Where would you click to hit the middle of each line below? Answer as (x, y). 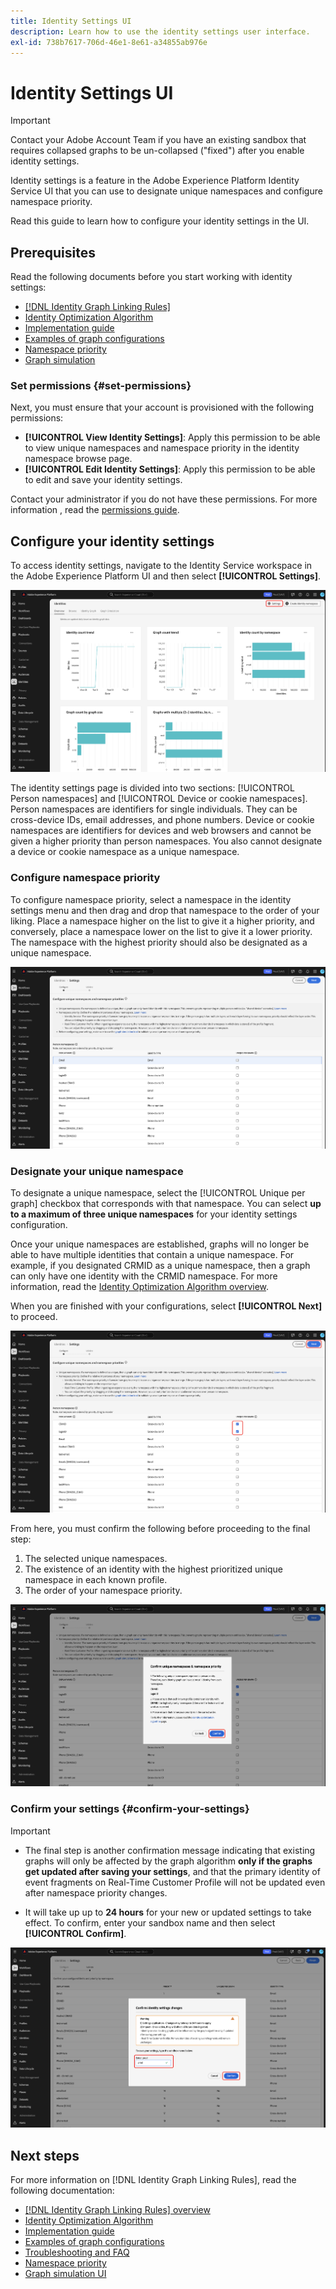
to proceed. (34, 1317)
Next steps (45, 2155)
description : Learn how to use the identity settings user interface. (160, 31)
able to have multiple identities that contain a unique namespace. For (152, 1255)
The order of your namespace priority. (103, 1591)
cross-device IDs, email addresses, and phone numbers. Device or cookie (162, 820)
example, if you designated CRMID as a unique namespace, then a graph (160, 1266)
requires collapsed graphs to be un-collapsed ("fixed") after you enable (157, 151)
